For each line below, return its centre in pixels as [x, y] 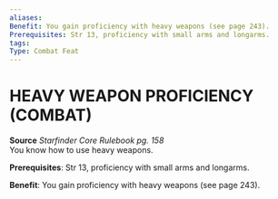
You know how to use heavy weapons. [81, 150]
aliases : [26, 18]
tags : [20, 43]
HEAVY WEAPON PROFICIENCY [132, 96]
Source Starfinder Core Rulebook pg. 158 [87, 140]
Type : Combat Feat [44, 52]
